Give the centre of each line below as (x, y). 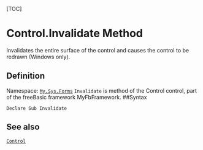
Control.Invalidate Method (75, 34)
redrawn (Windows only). (38, 57)
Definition (25, 76)
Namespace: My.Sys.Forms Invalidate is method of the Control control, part (102, 90)
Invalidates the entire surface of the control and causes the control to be (98, 50)
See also (23, 127)
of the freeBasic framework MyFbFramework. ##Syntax (77, 97)
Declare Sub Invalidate (37, 108)
